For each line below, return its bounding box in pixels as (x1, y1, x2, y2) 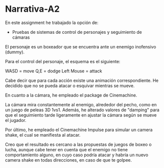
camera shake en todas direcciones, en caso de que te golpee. (5, 157, 132, 163)
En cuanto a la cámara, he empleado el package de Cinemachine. (5, 92, 138, 98)
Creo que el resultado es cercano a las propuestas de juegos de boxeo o (5, 141, 152, 147)
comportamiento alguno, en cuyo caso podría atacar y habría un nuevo (5, 152, 148, 158)
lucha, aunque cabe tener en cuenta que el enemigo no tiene (5, 146, 128, 152)
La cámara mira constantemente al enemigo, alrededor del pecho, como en (5, 101, 157, 107)
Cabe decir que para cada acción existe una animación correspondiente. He (5, 77, 159, 83)
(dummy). (5, 49, 25, 55)
